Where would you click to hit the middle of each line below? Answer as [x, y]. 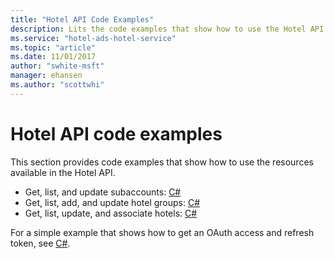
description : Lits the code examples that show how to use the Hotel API [167, 29]
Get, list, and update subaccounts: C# [103, 192]
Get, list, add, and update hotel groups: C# [112, 202]
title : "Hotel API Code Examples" [82, 19]
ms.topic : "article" [53, 47]
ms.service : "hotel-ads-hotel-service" [93, 38]
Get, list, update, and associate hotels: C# [111, 213]
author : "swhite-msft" [57, 66]
